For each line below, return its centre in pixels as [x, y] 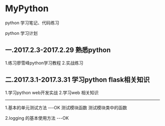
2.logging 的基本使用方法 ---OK [37, 118]
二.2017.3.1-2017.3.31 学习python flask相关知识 [77, 80]
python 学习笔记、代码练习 [32, 23]
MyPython [27, 9]
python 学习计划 [21, 33]
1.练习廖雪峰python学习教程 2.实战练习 [44, 63]
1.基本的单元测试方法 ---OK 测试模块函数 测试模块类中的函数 [66, 107]
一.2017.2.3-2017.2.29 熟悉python [58, 50]
